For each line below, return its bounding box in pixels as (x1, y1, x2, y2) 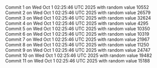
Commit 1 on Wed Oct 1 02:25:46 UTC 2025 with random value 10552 (5, 5, 149, 10)
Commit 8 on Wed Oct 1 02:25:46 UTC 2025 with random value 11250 (5, 42, 149, 47)
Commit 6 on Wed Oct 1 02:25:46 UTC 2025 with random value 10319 (5, 31, 149, 37)
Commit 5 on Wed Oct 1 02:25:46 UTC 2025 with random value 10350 (5, 26, 150, 32)
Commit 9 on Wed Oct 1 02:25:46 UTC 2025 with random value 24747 (5, 47, 151, 53)
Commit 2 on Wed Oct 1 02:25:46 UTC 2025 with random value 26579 (5, 10, 151, 16)
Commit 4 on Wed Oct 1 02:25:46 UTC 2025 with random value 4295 (5, 20, 148, 26)
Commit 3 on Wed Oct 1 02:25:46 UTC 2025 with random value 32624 (5, 15, 151, 21)
